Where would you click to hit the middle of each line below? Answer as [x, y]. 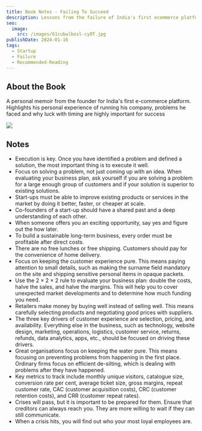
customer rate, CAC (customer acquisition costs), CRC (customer [96, 389]
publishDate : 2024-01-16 [37, 40]
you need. [27, 300]
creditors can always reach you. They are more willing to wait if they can [105, 409]
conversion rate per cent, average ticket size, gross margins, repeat [99, 383]
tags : [13, 46]
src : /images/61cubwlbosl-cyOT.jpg [62, 34]
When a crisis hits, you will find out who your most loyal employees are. [103, 421]
